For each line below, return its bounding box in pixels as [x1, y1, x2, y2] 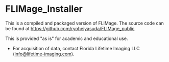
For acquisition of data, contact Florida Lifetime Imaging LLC [12, 45, 140, 51]
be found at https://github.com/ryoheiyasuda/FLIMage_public [5, 25, 135, 31]
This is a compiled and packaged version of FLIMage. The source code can [5, 20, 164, 26]
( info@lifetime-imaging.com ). [12, 51, 75, 57]
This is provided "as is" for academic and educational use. [5, 35, 128, 42]
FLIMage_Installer [5, 3, 83, 15]
